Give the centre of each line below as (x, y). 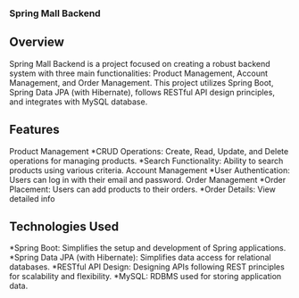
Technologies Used (64, 226)
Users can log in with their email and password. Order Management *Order (148, 179)
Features (34, 130)
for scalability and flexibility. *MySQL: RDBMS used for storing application (145, 277)
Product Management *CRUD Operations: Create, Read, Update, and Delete (149, 151)
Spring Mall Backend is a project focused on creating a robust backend (140, 63)
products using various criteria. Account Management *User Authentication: (149, 170)
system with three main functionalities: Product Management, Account (139, 73)
